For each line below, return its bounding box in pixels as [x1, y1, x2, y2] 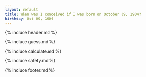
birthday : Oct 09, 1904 [5, 16, 54, 21]
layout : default [5, 7, 38, 12]
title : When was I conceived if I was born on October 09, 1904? [5, 12, 141, 17]
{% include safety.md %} [5, 58, 56, 64]
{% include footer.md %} [5, 67, 55, 73]
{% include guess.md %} [5, 39, 55, 45]
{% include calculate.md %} [5, 48, 62, 54]
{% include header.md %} [5, 30, 57, 36]
